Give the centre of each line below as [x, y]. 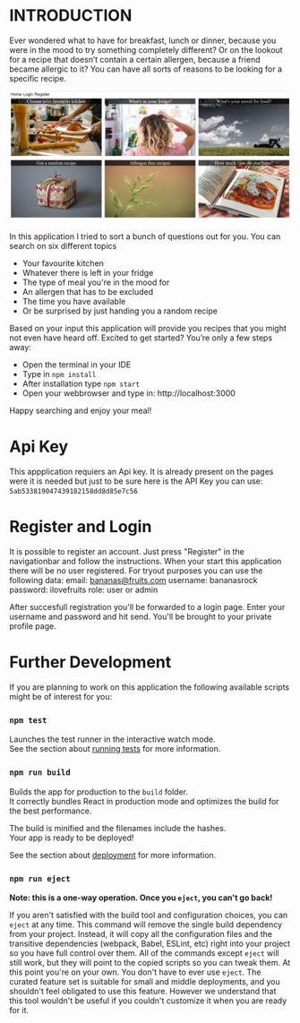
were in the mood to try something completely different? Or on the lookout [146, 49]
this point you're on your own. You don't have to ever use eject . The [135, 972]
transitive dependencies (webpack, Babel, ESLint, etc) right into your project [150, 943]
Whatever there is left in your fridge [88, 273]
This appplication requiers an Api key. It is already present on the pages [141, 472]
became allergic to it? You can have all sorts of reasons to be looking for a [146, 69]
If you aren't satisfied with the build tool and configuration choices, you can [149, 915]
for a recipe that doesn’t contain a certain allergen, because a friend [135, 59]
